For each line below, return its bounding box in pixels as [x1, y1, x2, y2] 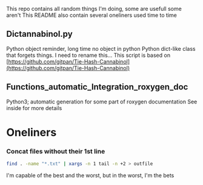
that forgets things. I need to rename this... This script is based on [6, 51, 171, 59]
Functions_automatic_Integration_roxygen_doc [6, 82, 188, 92]
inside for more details [6, 104, 62, 111]
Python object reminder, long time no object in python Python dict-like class [6, 45, 196, 52]
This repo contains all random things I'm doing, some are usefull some [6, 5, 182, 12]
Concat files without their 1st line [6, 147, 105, 155]
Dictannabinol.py [6, 29, 73, 39]
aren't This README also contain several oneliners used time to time [6, 11, 177, 19]
